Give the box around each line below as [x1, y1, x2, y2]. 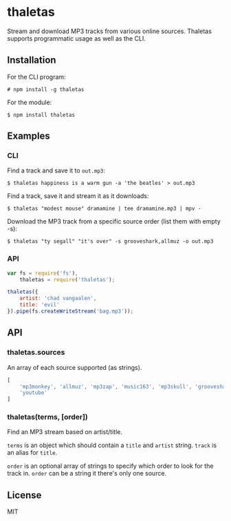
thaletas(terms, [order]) [7, 412, 88, 422]
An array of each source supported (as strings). [7, 363, 142, 371]
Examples [7, 130, 50, 142]
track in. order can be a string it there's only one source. [7, 469, 167, 478]
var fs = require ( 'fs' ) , [7, 270, 78, 277]
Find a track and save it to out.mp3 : [7, 166, 105, 175]
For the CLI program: [7, 72, 67, 81]
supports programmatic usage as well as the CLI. [7, 34, 146, 42]
